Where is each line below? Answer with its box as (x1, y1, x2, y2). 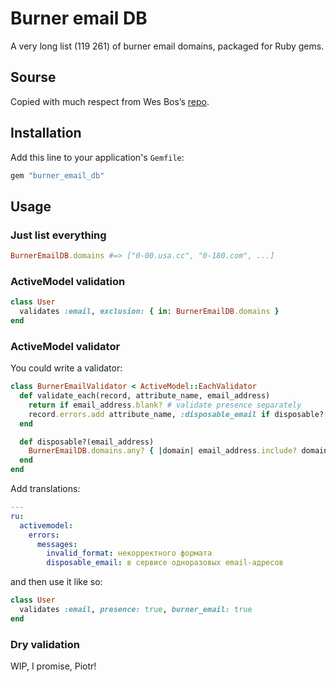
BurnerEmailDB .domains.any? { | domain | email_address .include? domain (28, 446, 329, 456)
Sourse (10, 69, 57, 86)
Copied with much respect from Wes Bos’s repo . (10, 95, 210, 107)
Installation (10, 125, 82, 142)
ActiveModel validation (10, 274, 126, 288)
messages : (36, 539, 78, 549)
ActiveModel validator (10, 339, 121, 353)
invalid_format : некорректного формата (46, 548, 213, 559)
